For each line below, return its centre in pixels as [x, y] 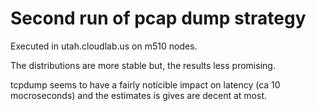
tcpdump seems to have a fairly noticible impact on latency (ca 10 [145, 84]
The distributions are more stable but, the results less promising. [143, 65]
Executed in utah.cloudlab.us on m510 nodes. [104, 46]
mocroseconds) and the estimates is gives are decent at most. [138, 95]
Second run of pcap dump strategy [158, 18]
